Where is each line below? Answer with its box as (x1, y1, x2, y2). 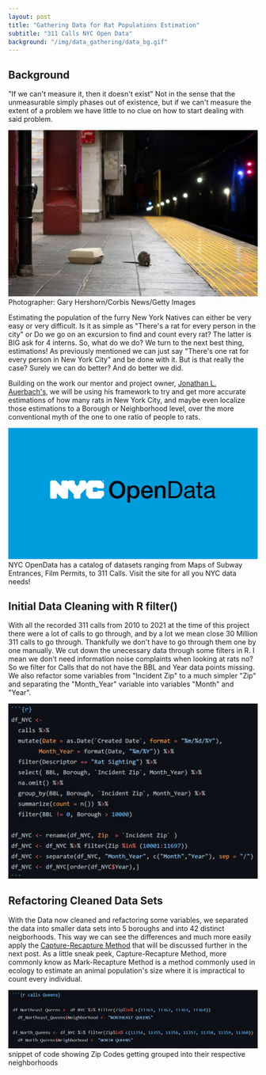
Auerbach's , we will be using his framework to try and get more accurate (8, 387, 246, 397)
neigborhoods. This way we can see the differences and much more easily (8, 932, 252, 941)
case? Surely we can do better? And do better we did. (8, 363, 184, 373)
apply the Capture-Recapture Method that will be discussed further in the (8, 940, 248, 950)
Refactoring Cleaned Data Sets (8, 895, 164, 908)
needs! (8, 576, 31, 586)
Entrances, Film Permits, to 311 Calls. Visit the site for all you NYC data (8, 568, 237, 578)
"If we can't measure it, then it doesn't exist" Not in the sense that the (8, 89, 236, 99)
